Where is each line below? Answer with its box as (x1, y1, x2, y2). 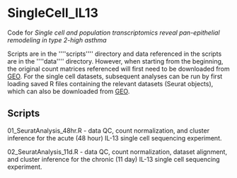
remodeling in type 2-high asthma (7, 35, 108, 44)
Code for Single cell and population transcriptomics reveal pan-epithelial (7, 28, 221, 37)
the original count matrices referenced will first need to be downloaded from (7, 64, 230, 73)
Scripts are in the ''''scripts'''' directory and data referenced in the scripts (7, 49, 222, 58)
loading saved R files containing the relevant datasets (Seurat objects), (7, 79, 214, 88)
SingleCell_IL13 (7, 5, 99, 21)
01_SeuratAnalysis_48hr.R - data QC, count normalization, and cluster (7, 126, 210, 135)
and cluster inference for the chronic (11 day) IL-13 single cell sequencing (7, 155, 221, 163)
